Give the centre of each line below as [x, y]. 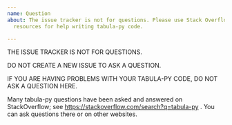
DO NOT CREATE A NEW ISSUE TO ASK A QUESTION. [84, 66]
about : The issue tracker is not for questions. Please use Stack [105, 20]
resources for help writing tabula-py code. [78, 26]
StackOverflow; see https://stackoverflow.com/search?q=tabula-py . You [111, 107]
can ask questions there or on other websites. [72, 114]
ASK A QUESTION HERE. [42, 86]
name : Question [29, 13]
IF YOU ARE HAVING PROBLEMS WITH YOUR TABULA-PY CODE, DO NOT [113, 79]
